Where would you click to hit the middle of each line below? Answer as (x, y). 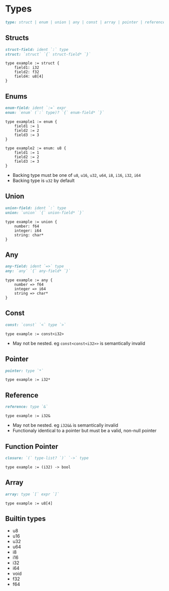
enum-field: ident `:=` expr (36, 108)
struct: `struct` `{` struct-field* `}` (48, 54)
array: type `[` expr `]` (32, 494)
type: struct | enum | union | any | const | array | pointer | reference (85, 22)
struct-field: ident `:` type (37, 49)
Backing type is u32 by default (44, 180)
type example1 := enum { (31, 121)
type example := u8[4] (29, 503)
